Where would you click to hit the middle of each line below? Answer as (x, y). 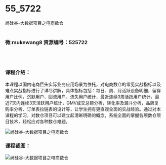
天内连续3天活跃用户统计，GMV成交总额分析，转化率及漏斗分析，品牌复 (85, 103)
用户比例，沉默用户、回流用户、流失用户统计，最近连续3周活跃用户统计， (80, 97)
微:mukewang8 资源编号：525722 (46, 42)
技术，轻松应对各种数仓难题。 (40, 121)
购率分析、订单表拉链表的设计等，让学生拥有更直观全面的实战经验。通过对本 (83, 109)
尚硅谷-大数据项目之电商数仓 (34, 23)
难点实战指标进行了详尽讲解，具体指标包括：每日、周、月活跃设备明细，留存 (83, 90)
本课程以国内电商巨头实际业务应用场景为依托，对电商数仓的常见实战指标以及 (83, 84)
